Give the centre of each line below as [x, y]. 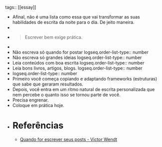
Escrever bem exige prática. [54, 37]
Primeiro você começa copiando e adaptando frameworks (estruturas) [85, 79]
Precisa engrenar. [30, 100]
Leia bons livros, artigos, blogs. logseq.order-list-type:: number [78, 68]
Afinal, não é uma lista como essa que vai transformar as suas [76, 17]
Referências [38, 126]
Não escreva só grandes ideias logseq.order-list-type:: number [77, 57]
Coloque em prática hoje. [38, 105]
